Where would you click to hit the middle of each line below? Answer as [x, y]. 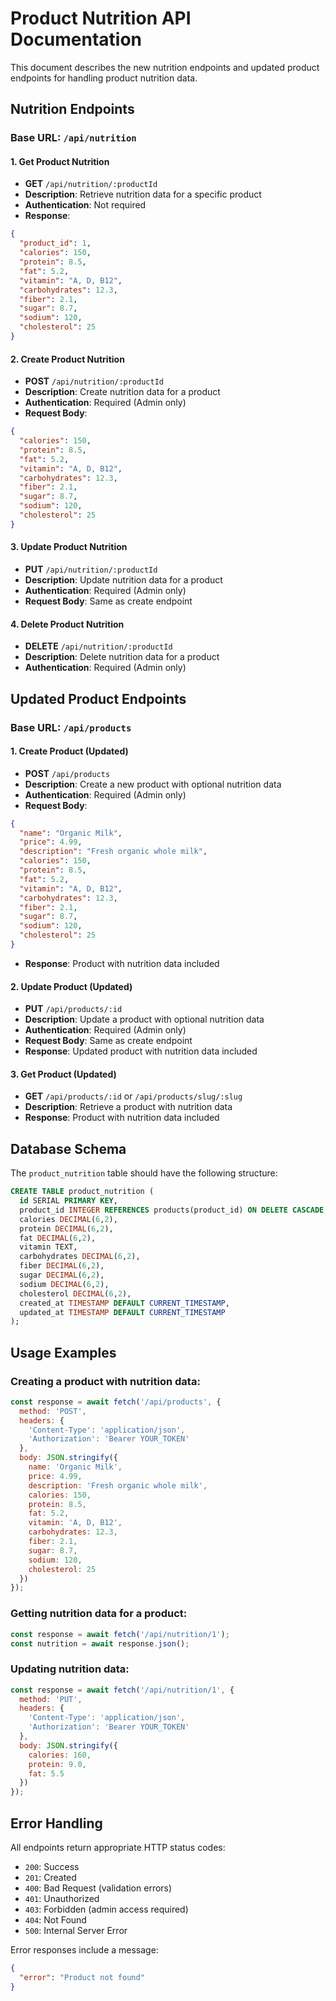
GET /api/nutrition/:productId [91, 184]
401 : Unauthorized [62, 1899]
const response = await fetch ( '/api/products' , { [116, 1402]
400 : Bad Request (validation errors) [98, 1888]
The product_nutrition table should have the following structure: [144, 1173]
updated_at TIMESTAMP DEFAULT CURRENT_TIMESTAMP [122, 1312]
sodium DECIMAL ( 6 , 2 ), [64, 1284]
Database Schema [68, 1148]
